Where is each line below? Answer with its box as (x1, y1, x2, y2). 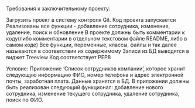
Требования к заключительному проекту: (6, 5, 111, 12)
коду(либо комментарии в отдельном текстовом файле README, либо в (6, 35, 187, 42)
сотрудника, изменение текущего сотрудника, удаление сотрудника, (6, 90, 180, 97)
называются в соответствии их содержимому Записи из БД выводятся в (6, 48, 189, 55)
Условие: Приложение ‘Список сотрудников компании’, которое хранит (6, 65, 186, 72)
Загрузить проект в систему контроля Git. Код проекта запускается (6, 16, 176, 23)
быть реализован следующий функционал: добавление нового (6, 84, 163, 90)
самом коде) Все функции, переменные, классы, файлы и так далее (6, 41, 177, 48)
